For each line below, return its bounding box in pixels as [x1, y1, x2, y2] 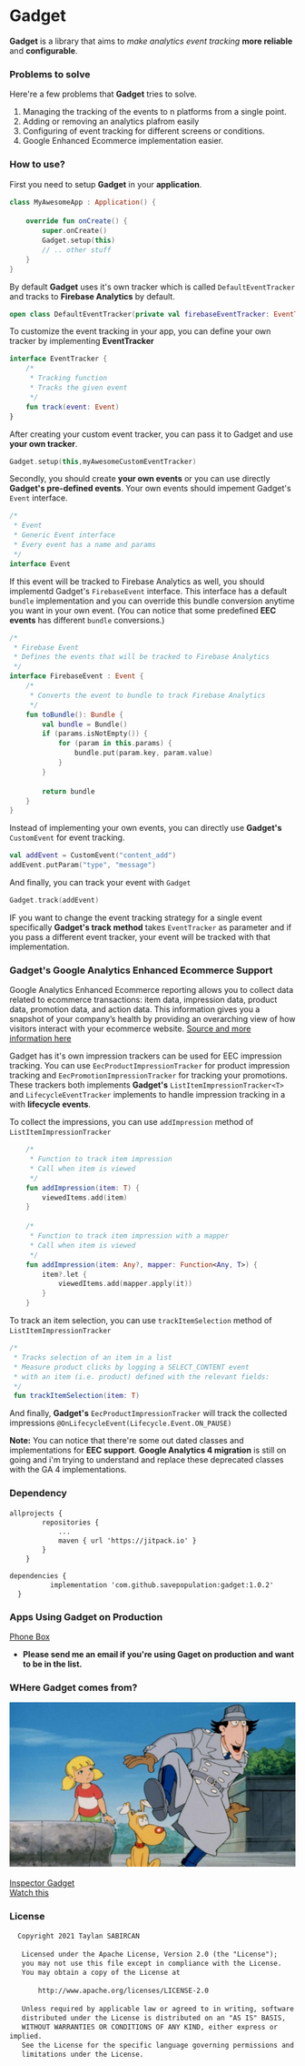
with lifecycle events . [9, 1099, 91, 1110]
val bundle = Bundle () [42, 720, 128, 729]
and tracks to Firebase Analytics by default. [9, 290, 175, 301]
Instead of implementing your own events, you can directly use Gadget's [9, 823, 282, 834]
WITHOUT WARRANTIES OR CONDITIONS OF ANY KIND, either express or [21, 2022, 279, 2032]
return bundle [42, 786, 95, 796]
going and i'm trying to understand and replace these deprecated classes [9, 1454, 284, 1465]
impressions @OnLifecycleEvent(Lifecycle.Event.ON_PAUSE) [9, 1417, 232, 1429]
